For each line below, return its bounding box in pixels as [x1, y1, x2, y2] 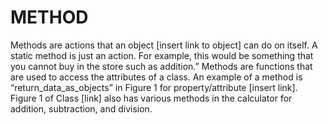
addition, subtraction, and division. [10, 102, 153, 115]
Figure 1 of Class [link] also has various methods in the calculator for [10, 92, 293, 104]
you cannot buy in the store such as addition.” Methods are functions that [10, 60, 313, 72]
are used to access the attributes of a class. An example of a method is [10, 71, 303, 83]
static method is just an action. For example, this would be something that [10, 49, 314, 61]
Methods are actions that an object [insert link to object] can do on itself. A [10, 39, 318, 51]
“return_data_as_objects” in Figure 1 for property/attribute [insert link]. [10, 81, 298, 93]
